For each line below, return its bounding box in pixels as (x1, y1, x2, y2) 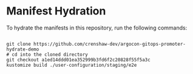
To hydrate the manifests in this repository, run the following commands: (6, 24, 188, 31)
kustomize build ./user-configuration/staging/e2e (6, 62, 137, 68)
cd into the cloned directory (12, 51, 88, 58)
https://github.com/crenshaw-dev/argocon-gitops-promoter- (33, 41, 186, 47)
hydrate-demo (6, 46, 39, 52)
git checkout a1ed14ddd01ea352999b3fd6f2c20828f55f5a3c (6, 57, 151, 63)
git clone (6, 41, 32, 47)
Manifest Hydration (6, 4, 106, 18)
